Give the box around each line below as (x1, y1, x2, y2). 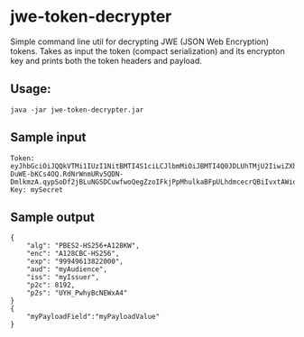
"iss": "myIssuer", (26, 273, 100, 282)
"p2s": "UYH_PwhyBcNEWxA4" (26, 288, 128, 298)
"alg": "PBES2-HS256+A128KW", (26, 241, 141, 250)
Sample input (10, 130, 87, 145)
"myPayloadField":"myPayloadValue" (26, 313, 161, 322)
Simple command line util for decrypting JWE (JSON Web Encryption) (10, 36, 270, 47)
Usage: (10, 81, 52, 96)
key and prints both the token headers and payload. (10, 55, 202, 66)
